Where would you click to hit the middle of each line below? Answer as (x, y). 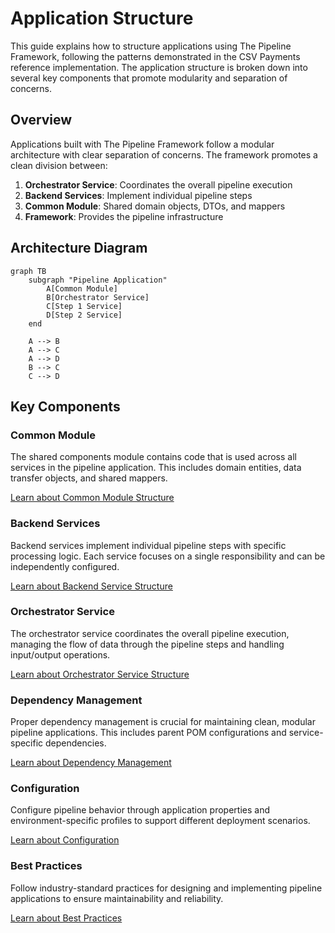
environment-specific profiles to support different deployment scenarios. (160, 821)
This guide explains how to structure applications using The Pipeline (151, 46)
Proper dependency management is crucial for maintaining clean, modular (163, 722)
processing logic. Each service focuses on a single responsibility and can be (168, 556)
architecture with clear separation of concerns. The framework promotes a (164, 154)
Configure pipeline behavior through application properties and (140, 810)
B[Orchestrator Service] (98, 297)
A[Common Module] (82, 288)
